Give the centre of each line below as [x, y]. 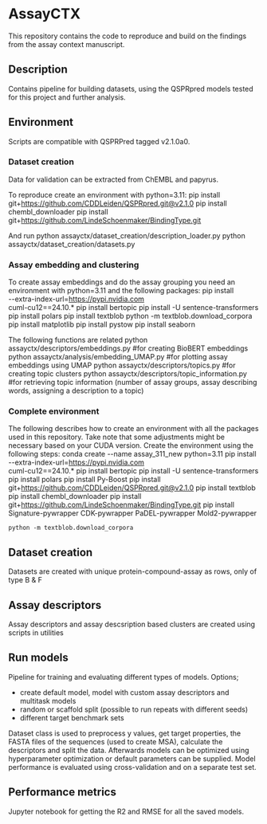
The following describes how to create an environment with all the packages [133, 429]
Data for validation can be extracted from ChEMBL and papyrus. [114, 179]
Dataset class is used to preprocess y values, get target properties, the [125, 733]
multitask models [48, 700]
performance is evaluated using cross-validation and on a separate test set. [132, 767]
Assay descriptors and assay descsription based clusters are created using [132, 624]
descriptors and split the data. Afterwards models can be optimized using [129, 750]
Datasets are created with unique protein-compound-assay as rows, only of [133, 571]
